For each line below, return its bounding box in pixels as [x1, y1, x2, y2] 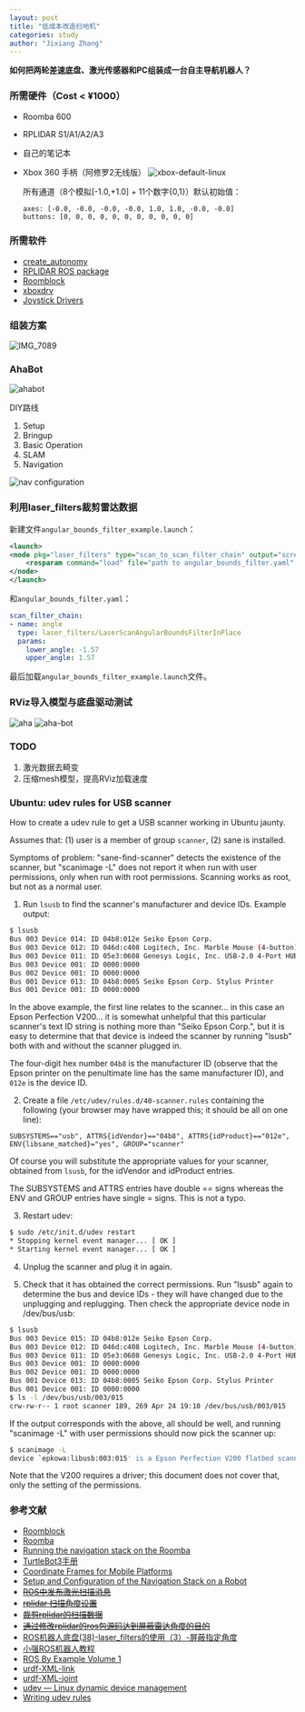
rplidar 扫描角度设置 [22, 1597, 98, 1608]
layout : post [9, 13, 59, 23]
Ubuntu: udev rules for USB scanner [9, 796, 172, 809]
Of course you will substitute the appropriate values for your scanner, [9, 1156, 270, 1166]
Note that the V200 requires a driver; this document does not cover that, [9, 1470, 280, 1481]
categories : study [9, 30, 79, 39]
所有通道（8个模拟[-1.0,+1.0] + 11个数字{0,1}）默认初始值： [22, 185, 241, 196]
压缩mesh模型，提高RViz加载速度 [22, 773, 148, 784]
